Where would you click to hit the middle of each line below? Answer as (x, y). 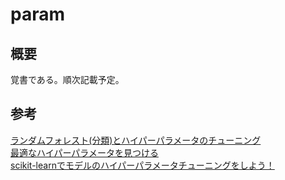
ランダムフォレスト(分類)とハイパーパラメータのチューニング (136, 140)
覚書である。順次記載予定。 (67, 79)
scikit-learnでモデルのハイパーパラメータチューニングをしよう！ (142, 165)
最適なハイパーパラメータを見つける (84, 152)
